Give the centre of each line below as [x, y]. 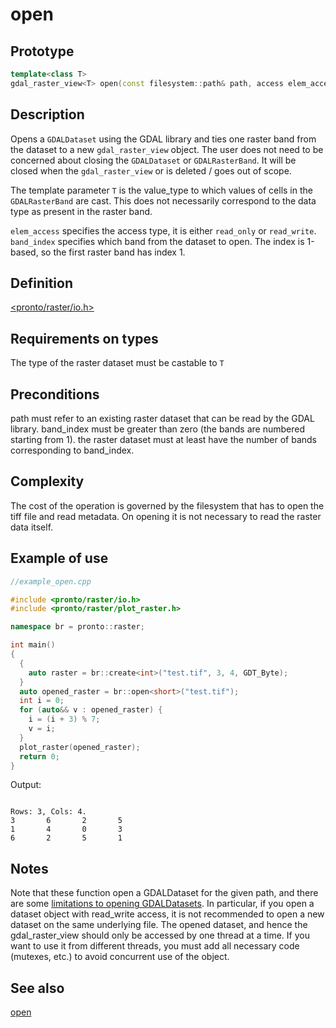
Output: [26, 785]
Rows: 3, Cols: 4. [48, 812]
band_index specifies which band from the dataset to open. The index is [157, 241]
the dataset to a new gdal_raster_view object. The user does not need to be [167, 149]
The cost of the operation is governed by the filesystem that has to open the [167, 505]
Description [47, 114]
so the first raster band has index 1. [113, 252]
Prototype [42, 51]
